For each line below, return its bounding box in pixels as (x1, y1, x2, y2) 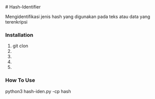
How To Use (5, 77, 35, 84)
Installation (5, 31, 34, 38)
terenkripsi (5, 19, 28, 25)
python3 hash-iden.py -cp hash (5, 88, 72, 94)
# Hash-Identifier (5, 4, 41, 10)
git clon (12, 43, 29, 49)
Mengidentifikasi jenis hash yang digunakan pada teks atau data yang (5, 14, 150, 20)
